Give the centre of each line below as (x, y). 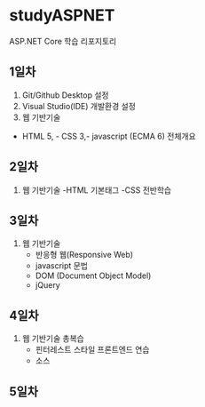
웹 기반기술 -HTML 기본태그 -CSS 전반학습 (96, 190)
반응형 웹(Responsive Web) (84, 255)
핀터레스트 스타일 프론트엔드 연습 (92, 350)
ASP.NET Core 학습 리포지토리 (63, 41)
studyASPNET (62, 16)
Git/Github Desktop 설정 (65, 95)
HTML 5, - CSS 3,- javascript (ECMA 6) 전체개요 (109, 136)
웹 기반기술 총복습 (53, 339)
